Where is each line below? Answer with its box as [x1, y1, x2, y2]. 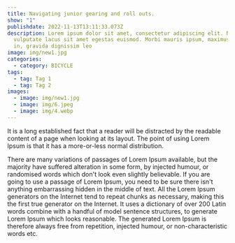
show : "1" [7, 17, 36, 24]
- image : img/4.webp [13, 108, 73, 115]
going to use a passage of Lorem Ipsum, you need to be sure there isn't [7, 177, 213, 186]
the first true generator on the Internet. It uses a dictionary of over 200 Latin [7, 200, 226, 208]
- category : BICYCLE [13, 62, 73, 69]
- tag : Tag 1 [13, 75, 52, 82]
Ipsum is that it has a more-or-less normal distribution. [7, 141, 164, 150]
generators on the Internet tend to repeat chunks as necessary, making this [7, 192, 225, 200]
